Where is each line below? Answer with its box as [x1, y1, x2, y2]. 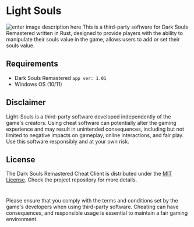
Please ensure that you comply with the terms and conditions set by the [6, 197, 178, 204]
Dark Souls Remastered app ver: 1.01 [14, 74, 107, 81]
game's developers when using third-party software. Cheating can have [6, 203, 179, 210]
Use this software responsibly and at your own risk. [6, 138, 129, 145]
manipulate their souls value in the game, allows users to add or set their [6, 36, 180, 43]
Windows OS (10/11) [14, 81, 62, 88]
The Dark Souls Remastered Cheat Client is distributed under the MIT [6, 170, 172, 177]
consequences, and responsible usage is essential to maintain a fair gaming [6, 209, 188, 216]
